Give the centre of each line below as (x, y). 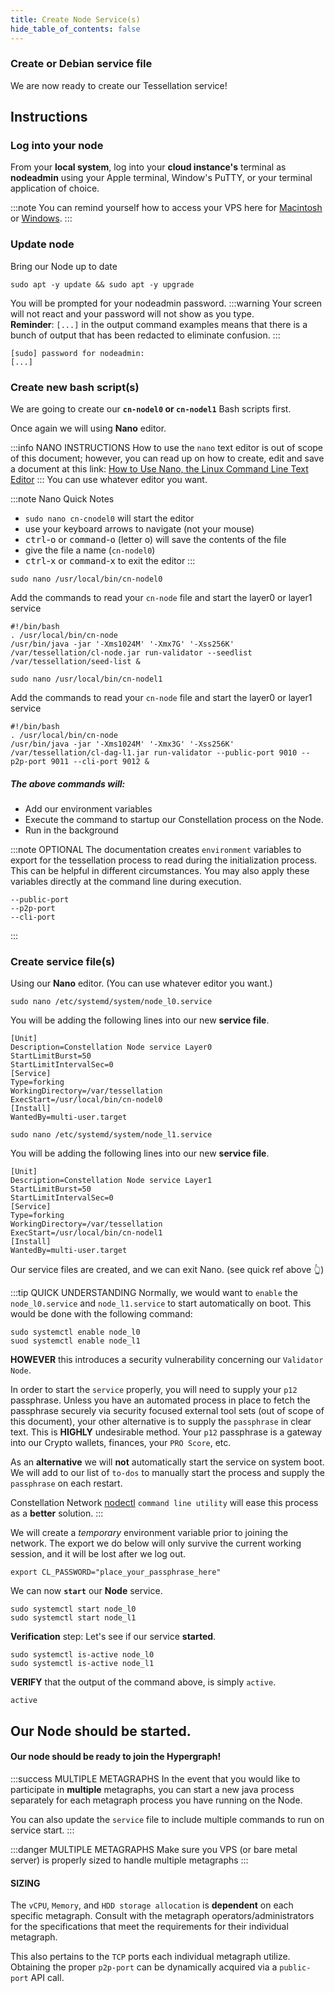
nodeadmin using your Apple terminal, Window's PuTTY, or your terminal (161, 178)
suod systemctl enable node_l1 (75, 1341)
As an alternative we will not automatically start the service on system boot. (167, 1462)
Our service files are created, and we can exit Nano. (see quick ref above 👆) (167, 1270)
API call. (47, 1978)
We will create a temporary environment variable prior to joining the (149, 1533)
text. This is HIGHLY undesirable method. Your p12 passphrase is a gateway (166, 1432)
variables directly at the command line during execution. (126, 882)
